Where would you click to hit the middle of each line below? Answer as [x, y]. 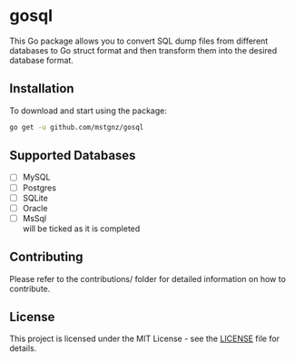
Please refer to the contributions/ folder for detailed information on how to [147, 278]
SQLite [35, 198]
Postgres [39, 188]
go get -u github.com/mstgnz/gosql [77, 127]
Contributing [46, 257]
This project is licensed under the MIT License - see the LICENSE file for [144, 339]
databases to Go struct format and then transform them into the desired [143, 50]
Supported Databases [73, 156]
